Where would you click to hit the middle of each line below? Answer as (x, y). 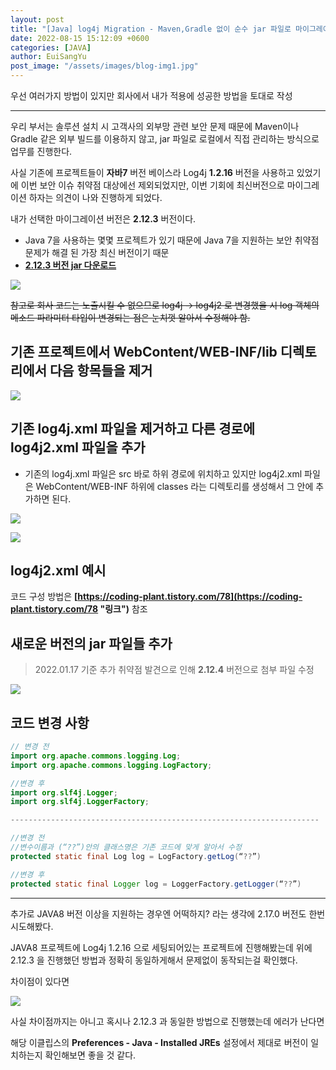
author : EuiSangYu (48, 57)
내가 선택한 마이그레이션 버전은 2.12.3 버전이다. (103, 219)
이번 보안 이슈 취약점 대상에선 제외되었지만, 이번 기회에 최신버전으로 (152, 185)
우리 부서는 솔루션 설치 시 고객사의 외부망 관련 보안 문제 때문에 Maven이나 (155, 126)
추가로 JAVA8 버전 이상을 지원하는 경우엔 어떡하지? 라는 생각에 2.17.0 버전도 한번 (168, 913)
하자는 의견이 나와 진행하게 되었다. (95, 197)
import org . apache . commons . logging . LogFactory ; (111, 765)
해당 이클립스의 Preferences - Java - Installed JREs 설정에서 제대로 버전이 (159, 1042)
